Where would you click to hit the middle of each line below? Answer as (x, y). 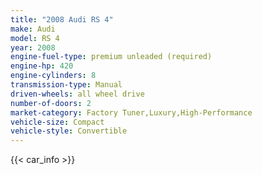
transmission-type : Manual (66, 85)
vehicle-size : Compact (57, 122)
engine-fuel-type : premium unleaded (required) (111, 57)
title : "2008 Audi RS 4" (62, 19)
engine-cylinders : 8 (53, 76)
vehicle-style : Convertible (69, 131)
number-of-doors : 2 (51, 103)
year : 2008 (33, 47)
